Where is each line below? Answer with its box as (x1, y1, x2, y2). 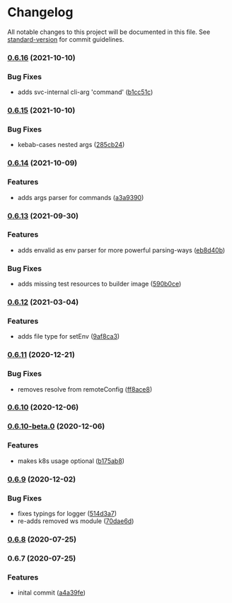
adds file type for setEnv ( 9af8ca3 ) (17, 332, 120, 341)
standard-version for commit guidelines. (7, 35, 124, 43)
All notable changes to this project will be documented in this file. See (7, 28, 211, 36)
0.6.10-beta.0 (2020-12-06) (7, 421, 105, 431)
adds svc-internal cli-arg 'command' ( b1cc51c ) (17, 88, 153, 96)
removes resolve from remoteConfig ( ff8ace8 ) (17, 385, 153, 393)
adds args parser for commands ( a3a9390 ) (17, 193, 144, 201)
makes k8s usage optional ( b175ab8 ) (17, 457, 125, 465)
